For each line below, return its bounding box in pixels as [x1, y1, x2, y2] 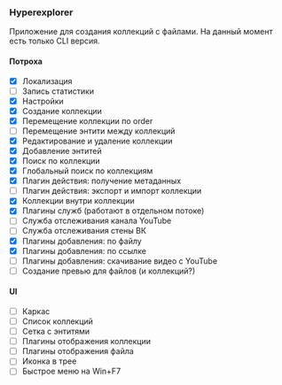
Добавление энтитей [21, 145, 102, 156]
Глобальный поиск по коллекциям [21, 166, 153, 176]
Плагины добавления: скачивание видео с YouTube [21, 255, 218, 266]
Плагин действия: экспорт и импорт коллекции [21, 186, 202, 196]
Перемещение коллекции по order [21, 115, 153, 126]
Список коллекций [21, 316, 93, 327]
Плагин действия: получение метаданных [21, 175, 182, 187]
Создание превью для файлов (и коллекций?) [21, 266, 196, 276]
